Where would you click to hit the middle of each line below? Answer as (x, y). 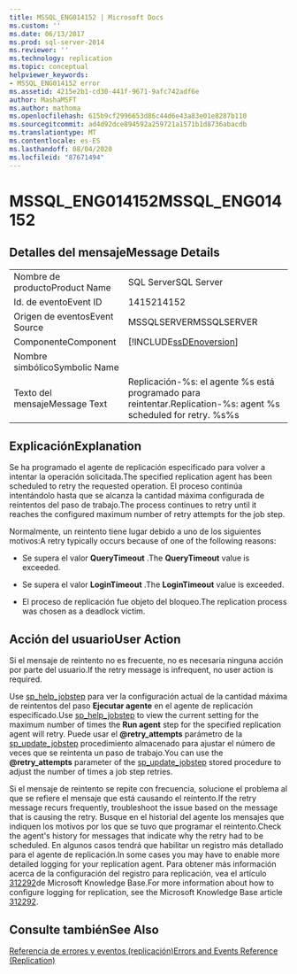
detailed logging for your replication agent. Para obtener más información (143, 864)
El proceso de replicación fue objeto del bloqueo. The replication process (154, 602)
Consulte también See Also (84, 929)
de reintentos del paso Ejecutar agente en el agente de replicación (131, 706)
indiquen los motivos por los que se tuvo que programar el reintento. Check (145, 827)
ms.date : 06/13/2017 (47, 34)
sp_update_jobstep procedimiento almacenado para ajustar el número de (142, 744)
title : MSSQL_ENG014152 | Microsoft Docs (87, 17)
